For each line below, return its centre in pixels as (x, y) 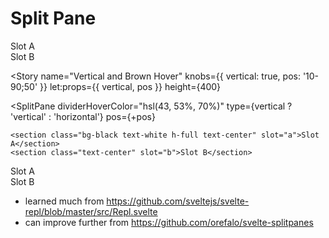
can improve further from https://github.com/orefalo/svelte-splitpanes (169, 222)
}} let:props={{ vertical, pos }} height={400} (130, 86)
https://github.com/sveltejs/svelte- (178, 201)
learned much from (64, 201)
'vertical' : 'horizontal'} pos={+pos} (83, 116)
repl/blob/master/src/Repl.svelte (91, 211)
